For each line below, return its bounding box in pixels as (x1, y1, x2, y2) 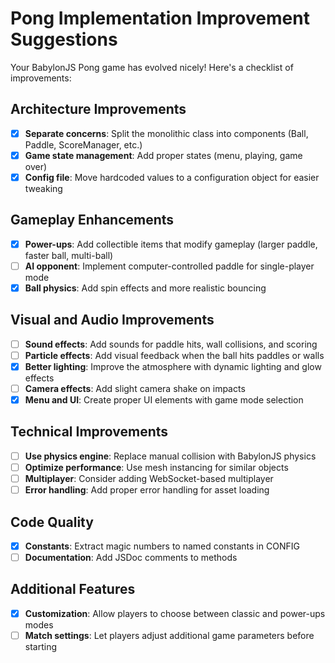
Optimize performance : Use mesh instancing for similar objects (24, 461, 289, 473)
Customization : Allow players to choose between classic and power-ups (24, 607, 326, 619)
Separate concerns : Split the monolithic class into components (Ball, (24, 127, 309, 139)
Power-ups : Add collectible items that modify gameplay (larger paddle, (24, 238, 318, 250)
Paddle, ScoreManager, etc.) (24, 138, 143, 151)
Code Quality (10, 513, 94, 531)
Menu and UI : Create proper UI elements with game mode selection (24, 394, 304, 406)
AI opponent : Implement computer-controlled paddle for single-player (24, 260, 315, 272)
